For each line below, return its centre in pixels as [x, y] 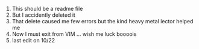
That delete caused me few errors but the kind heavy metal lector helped [103, 21]
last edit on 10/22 [33, 40]
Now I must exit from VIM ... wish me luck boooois [74, 34]
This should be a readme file [47, 9]
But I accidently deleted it [43, 15]
